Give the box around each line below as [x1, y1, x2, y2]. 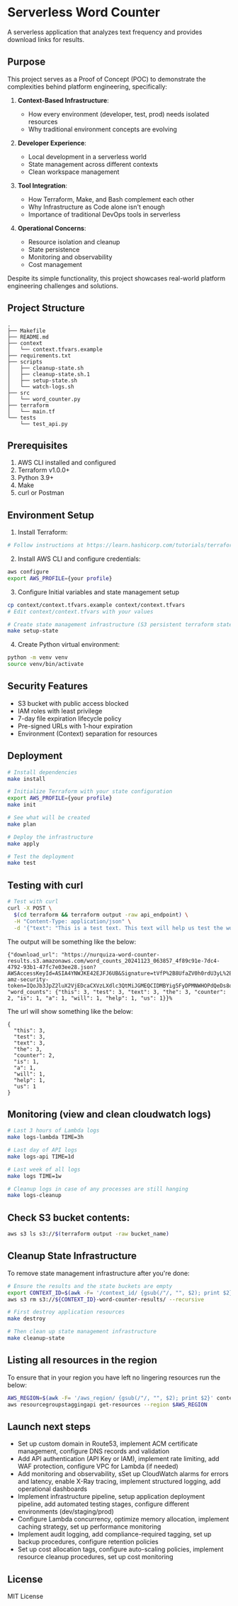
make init [7, 802, 37, 809]
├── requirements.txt [7, 352, 72, 359]
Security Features [7, 680, 89, 692]
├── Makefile [7, 327, 46, 334]
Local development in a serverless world [28, 152, 147, 160]
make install [7, 775, 46, 782]
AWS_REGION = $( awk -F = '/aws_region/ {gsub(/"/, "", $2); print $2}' [7, 1394, 214, 1402]
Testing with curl [7, 879, 84, 891]
